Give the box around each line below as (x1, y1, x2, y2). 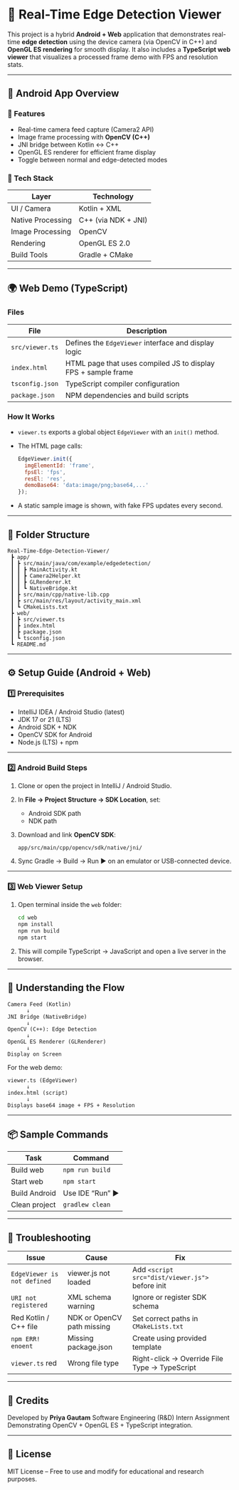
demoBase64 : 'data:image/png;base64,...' (24, 482, 149, 489)
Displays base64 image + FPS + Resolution (7, 1101, 135, 1109)
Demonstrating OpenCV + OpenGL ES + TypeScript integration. (7, 1421, 193, 1429)
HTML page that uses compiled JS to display (65, 358, 215, 368)
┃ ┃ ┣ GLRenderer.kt (10, 578, 72, 586)
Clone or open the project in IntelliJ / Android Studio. (17, 781, 172, 789)
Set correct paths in (132, 1313, 198, 1323)
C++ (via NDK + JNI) (78, 215, 148, 225)
